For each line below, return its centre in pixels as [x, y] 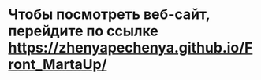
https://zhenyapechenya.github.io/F [130, 48]
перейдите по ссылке [84, 31]
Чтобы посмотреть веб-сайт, [109, 15]
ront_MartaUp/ [58, 65]
